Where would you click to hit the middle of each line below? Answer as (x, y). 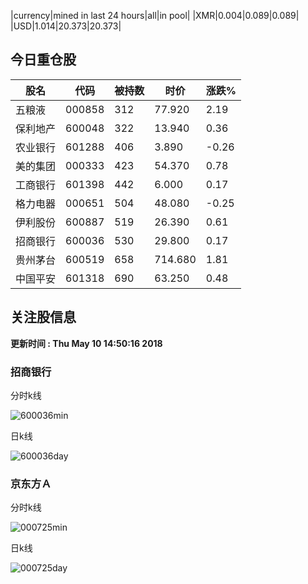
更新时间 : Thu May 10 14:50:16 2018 (86, 343)
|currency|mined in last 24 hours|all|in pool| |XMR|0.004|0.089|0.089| (155, 15)
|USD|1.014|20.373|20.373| (66, 26)
